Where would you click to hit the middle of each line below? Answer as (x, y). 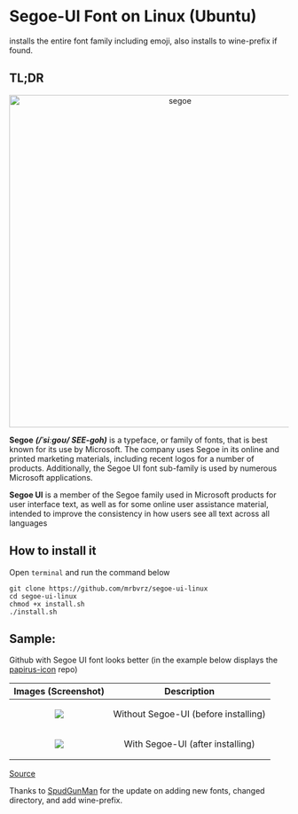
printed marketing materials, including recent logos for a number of (132, 458)
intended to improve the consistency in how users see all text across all (140, 513)
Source (22, 774)
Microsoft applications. (51, 477)
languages (28, 523)
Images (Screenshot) (59, 692)
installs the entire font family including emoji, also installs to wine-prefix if (143, 41)
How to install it (53, 551)
